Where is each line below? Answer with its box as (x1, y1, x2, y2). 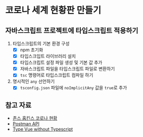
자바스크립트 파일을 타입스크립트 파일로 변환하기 (20, 66, 115, 72)
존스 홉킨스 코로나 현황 (12, 115, 58, 121)
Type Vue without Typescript (12, 126, 73, 132)
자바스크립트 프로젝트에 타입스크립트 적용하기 (5, 26, 138, 35)
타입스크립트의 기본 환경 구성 (12, 41, 70, 46)
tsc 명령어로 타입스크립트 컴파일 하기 (20, 72, 93, 78)
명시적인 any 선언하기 (12, 79, 55, 85)
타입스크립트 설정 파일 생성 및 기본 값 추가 (20, 59, 103, 65)
